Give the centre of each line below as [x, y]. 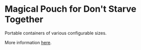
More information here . [28, 42]
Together [24, 19]
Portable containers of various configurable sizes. [56, 33]
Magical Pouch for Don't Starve [71, 9]
